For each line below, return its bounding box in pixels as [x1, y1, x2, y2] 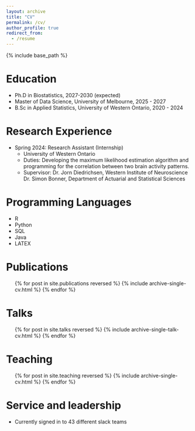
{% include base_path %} [6, 52, 68, 59]
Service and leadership [6, 399, 121, 412]
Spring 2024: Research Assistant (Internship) [14, 144, 124, 151]
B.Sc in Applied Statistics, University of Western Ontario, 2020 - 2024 [14, 104, 183, 111]
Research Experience [6, 125, 112, 138]
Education [6, 73, 57, 85]
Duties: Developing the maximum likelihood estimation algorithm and [23, 156, 189, 163]
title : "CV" [6, 14, 35, 20]
